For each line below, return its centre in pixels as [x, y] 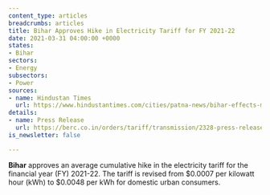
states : [21, 46]
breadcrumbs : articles [46, 23]
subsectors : [28, 75]
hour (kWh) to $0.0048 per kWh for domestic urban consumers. [115, 182]
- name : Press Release [46, 120]
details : [23, 113]
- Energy [23, 68]
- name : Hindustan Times [50, 98]
